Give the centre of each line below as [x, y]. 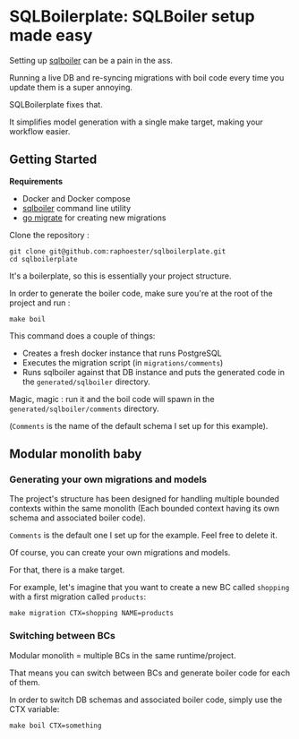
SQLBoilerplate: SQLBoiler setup [132, 17]
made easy [51, 35]
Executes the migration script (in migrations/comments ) [123, 362]
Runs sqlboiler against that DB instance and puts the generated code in [153, 372]
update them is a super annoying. [71, 87]
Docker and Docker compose [77, 198]
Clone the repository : [49, 235]
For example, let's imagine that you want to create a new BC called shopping [149, 588]
